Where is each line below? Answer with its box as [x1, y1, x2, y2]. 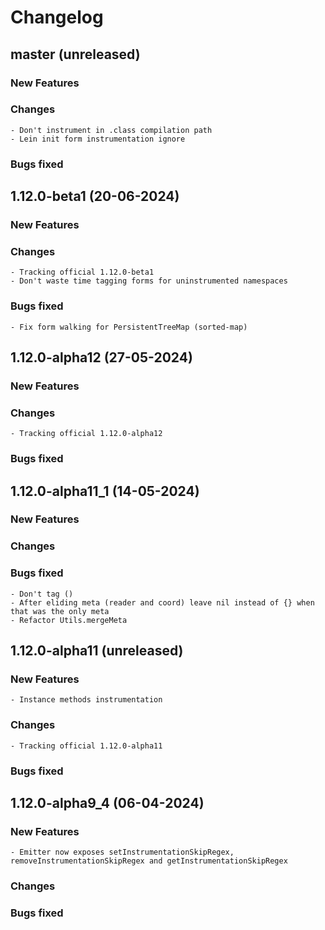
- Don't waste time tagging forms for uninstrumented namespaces [10, 276, 288, 286]
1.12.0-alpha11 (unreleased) [10, 642, 184, 660]
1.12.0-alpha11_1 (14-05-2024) [10, 482, 200, 500]
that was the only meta [10, 606, 110, 616]
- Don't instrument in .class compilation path [10, 125, 213, 135]
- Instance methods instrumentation [10, 695, 163, 705]
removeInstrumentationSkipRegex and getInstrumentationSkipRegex [10, 856, 288, 866]
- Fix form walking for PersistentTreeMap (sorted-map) [10, 322, 248, 332]
